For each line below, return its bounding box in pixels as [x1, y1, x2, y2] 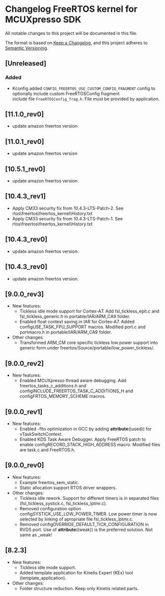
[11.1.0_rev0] [5, 110, 44, 119]
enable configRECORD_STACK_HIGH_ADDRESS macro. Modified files [19, 441, 161, 447]
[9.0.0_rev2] [5, 359, 44, 368]
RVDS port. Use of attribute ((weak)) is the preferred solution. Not [19, 526, 153, 532]
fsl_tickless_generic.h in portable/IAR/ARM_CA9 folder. [19, 314, 131, 319]
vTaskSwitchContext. [19, 431, 63, 437]
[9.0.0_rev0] [5, 461, 44, 469]
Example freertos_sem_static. [19, 479, 80, 485]
